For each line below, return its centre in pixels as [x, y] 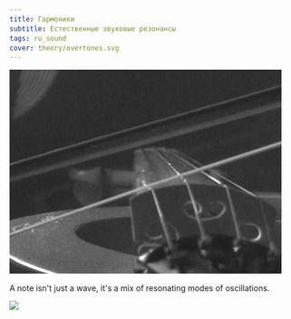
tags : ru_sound [38, 38]
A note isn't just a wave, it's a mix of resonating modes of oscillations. [140, 288]
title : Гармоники [42, 19]
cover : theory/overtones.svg [64, 48]
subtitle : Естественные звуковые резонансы [93, 29]
